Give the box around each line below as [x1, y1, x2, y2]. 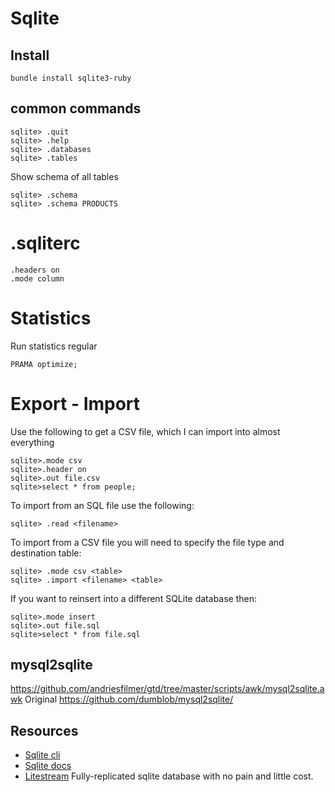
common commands [10, 100, 142, 117]
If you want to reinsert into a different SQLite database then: [10, 592, 258, 604]
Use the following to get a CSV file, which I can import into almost [10, 425, 281, 437]
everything [10, 436, 55, 448]
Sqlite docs [24, 760, 72, 772]
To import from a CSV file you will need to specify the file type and [10, 536, 285, 548]
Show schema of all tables [10, 170, 119, 182]
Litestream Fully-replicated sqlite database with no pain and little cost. [24, 770, 314, 782]
